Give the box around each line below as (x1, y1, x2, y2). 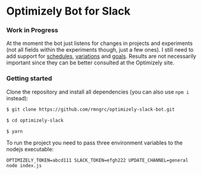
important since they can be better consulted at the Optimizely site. (6, 59, 175, 66)
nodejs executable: (6, 146, 54, 153)
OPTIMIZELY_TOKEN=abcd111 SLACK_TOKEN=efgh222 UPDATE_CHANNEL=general (6, 157, 189, 163)
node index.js (6, 163, 42, 169)
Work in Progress (6, 26, 59, 35)
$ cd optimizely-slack (6, 117, 64, 123)
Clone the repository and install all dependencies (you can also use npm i (6, 88, 189, 95)
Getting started (6, 74, 53, 83)
